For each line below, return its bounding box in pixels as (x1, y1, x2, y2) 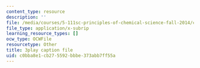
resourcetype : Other (6, 42, 58, 48)
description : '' (6, 14, 46, 20)
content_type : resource (6, 8, 65, 15)
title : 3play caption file (6, 47, 73, 53)
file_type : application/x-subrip (6, 25, 89, 31)
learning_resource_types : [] (6, 31, 79, 37)
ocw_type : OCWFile (6, 36, 52, 42)
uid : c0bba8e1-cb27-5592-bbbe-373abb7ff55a (6, 53, 116, 59)
